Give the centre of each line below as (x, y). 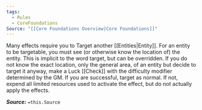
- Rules (21, 17)
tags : (13, 12)
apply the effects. (28, 90)
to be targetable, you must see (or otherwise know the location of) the (93, 52)
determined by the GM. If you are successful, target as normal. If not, (92, 78)
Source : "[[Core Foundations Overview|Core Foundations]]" (82, 29)
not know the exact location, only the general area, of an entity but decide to (101, 65)
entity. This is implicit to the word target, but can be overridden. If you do (97, 58)
